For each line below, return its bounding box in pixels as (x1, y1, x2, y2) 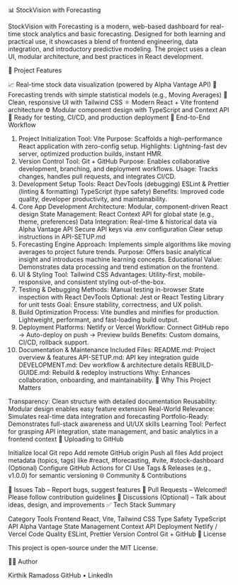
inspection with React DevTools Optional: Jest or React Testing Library (18, 293, 225, 301)
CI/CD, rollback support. (18, 338, 89, 346)
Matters (18, 383, 42, 392)
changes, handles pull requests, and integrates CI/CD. (18, 173, 176, 180)
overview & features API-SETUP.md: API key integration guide (18, 354, 199, 361)
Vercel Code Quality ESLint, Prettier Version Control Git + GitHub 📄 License (8, 530, 227, 538)
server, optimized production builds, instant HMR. (18, 150, 164, 158)
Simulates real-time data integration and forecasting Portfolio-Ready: (8, 412, 210, 420)
